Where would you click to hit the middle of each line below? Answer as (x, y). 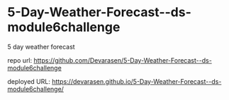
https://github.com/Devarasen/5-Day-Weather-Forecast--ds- (123, 60)
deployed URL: (29, 81)
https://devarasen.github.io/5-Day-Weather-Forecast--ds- (137, 81)
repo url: (20, 60)
